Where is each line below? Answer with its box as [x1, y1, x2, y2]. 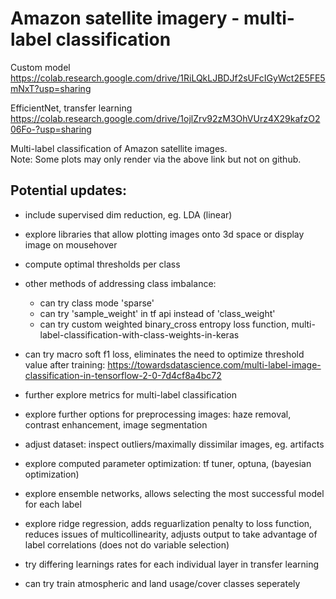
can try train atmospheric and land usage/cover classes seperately [24, 577, 301, 589]
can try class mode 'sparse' [39, 297, 155, 309]
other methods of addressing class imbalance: [24, 277, 217, 289]
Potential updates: [10, 182, 128, 199]
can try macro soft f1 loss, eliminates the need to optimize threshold [24, 348, 305, 360]
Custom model [10, 61, 71, 73]
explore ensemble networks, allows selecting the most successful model [24, 487, 325, 499]
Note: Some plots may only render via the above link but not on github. [10, 153, 302, 165]
